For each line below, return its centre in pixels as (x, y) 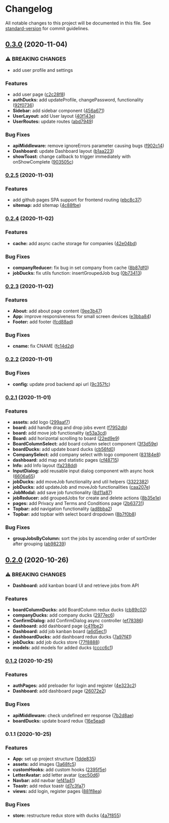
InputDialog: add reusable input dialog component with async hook (83, 471)
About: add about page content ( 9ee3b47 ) (57, 311)
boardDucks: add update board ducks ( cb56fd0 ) (64, 449)
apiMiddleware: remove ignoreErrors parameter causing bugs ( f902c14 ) (88, 146)
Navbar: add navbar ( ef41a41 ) (44, 780)
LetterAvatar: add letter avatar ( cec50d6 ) (56, 775)
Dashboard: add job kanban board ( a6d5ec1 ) (60, 631)
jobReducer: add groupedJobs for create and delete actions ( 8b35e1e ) (87, 498)
